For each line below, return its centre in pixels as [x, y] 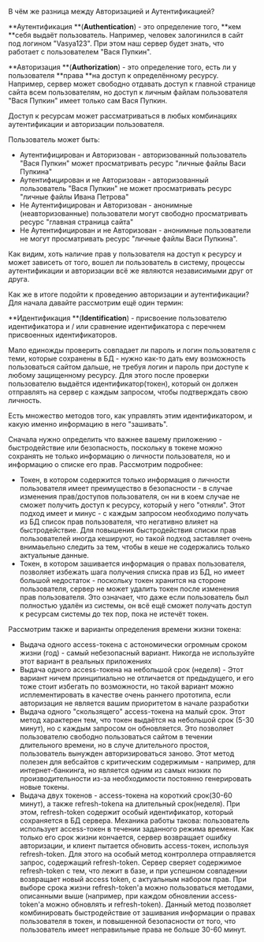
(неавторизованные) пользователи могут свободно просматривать [134, 213]
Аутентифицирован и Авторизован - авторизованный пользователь [133, 155]
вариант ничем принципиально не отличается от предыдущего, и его [137, 678]
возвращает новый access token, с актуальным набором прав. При [133, 879]
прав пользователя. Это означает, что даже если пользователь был [134, 597]
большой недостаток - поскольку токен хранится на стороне [123, 580]
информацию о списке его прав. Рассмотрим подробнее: [106, 464]
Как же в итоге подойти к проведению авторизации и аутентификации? [129, 294]
